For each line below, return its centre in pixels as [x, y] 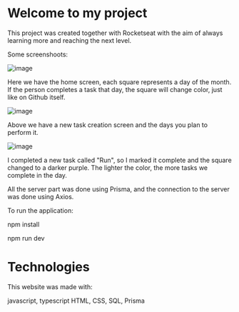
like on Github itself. [36, 97]
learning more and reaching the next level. [70, 40]
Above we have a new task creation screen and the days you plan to [108, 125]
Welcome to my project [77, 13]
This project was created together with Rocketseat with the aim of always [115, 33]
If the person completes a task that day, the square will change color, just [115, 89]
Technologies [49, 267]
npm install [24, 224]
